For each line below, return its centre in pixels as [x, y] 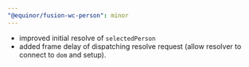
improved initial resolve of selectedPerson [87, 38]
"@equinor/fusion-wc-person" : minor [68, 15]
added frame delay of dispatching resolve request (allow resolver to [130, 46]
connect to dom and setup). [62, 54]
